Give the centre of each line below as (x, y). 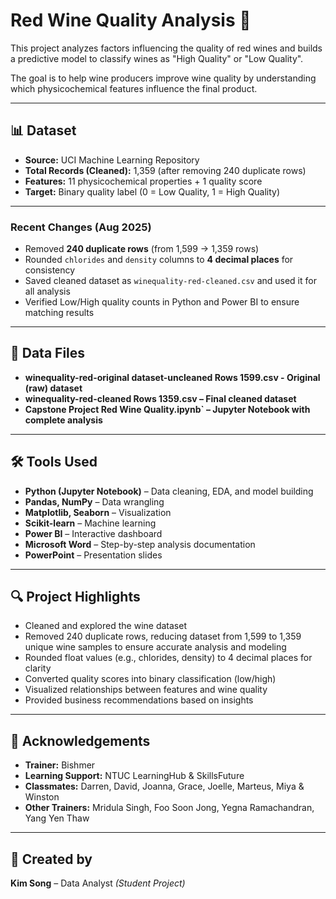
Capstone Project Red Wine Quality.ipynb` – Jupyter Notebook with (167, 409)
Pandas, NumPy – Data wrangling (94, 501)
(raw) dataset (53, 388)
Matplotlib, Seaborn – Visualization (98, 512)
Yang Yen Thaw (57, 818)
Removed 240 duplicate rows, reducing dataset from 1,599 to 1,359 (163, 636)
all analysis (47, 291)
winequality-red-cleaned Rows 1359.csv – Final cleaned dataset (160, 398)
